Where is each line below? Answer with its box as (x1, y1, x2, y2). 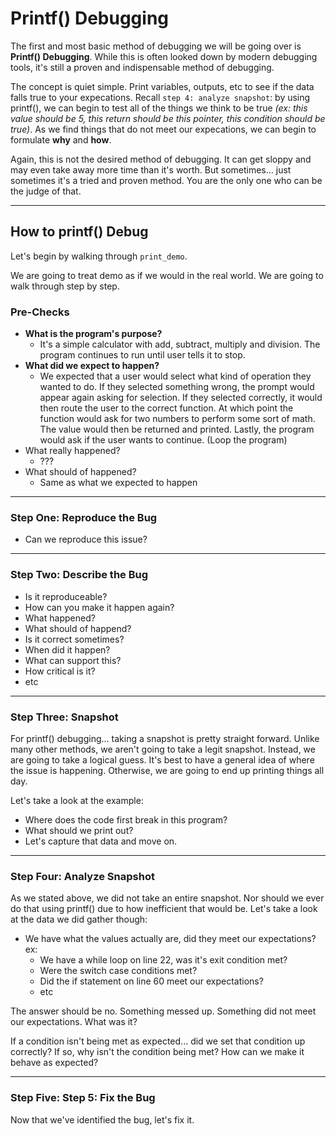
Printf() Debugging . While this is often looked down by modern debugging (10, 50, 318, 62)
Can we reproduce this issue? (24, 533, 148, 546)
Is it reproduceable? (24, 590, 108, 602)
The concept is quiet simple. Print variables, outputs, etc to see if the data (10, 80, 315, 92)
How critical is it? (24, 665, 96, 677)
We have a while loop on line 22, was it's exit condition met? (39, 954, 288, 966)
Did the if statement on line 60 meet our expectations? (39, 975, 264, 987)
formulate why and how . (10, 133, 112, 146)
